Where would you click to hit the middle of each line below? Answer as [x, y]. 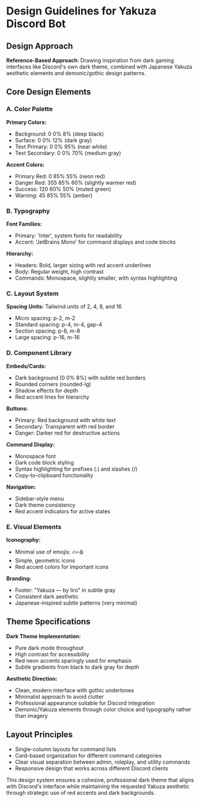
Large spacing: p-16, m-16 [47, 337]
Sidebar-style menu [39, 498]
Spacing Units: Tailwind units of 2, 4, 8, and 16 [64, 307]
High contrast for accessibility [52, 654]
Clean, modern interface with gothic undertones [74, 690]
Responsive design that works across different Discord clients [91, 768]
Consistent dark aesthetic [47, 596]
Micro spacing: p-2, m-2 [45, 318]
